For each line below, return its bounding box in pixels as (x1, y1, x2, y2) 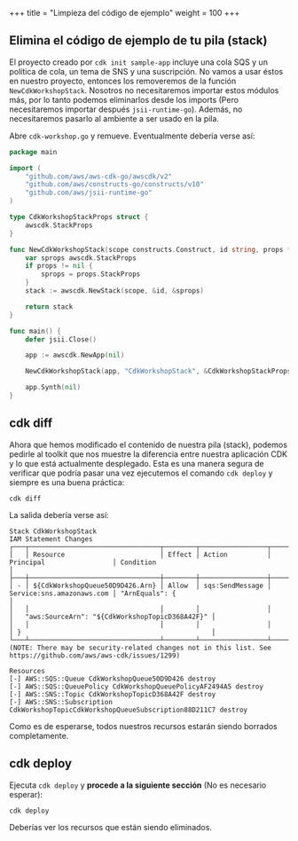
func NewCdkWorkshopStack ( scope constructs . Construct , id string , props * (9, 245, 292, 254)
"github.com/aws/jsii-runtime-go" (25, 188, 153, 198)
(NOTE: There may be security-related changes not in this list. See (9, 643, 272, 652)
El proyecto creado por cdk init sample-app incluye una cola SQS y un (9, 57, 269, 67)
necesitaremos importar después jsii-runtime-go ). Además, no (9, 104, 243, 114)
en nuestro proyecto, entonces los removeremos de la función (9, 75, 237, 86)
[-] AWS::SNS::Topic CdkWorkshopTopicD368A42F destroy (9, 689, 216, 699)
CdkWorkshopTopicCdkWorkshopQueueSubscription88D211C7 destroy (9, 705, 248, 714)
